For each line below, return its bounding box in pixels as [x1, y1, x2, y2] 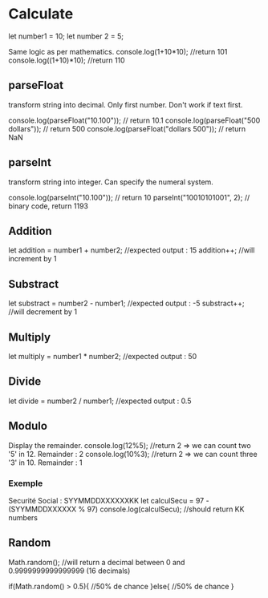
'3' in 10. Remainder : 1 [8, 458, 83, 467]
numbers [8, 512, 39, 522]
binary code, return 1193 [8, 201, 88, 211]
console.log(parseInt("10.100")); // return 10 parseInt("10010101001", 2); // [8, 192, 250, 202]
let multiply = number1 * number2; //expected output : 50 [8, 352, 197, 361]
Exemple [8, 478, 43, 489]
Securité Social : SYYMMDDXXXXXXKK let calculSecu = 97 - [8, 495, 210, 505]
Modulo [8, 419, 48, 433]
